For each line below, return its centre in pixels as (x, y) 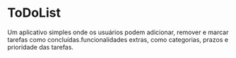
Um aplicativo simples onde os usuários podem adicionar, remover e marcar (118, 32)
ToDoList (34, 13)
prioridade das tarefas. (41, 47)
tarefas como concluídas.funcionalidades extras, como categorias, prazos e (118, 39)
